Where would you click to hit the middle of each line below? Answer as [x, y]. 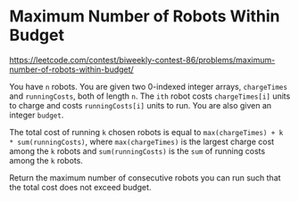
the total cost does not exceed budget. [80, 187]
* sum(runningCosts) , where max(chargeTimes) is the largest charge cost [142, 141]
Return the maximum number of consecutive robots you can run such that [145, 177]
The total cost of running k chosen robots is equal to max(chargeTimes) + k [146, 132]
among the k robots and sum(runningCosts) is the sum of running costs [137, 151]
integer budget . [37, 115]
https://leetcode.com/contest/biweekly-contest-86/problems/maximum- [142, 60]
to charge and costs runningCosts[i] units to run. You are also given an [141, 105]
